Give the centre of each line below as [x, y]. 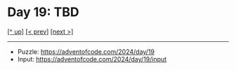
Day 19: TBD [43, 12]
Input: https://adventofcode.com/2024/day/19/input [92, 59]
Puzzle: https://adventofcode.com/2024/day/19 [86, 51]
